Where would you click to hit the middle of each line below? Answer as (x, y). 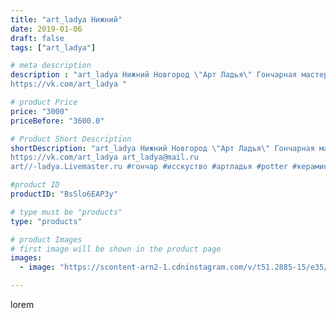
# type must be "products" (66, 212)
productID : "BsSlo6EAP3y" (64, 194)
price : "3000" (40, 111)
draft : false (37, 38)
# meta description (51, 66)
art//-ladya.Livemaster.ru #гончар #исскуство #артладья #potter (149, 167)
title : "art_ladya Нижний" (66, 19)
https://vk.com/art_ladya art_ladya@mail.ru (104, 157)
